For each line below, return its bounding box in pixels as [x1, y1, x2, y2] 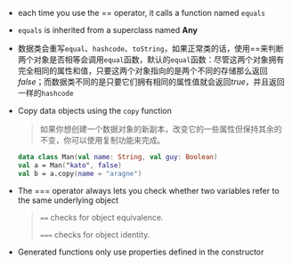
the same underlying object [17, 195, 118, 206]
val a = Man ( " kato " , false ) [17, 160, 123, 170]
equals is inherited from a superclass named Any [17, 25, 198, 35]
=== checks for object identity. [39, 229, 151, 239]
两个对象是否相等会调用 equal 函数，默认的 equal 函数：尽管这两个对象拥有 [17, 54, 285, 65]
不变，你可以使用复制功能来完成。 [39, 135, 166, 145]
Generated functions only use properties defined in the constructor [17, 246, 265, 257]
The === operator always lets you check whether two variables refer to [17, 185, 280, 196]
